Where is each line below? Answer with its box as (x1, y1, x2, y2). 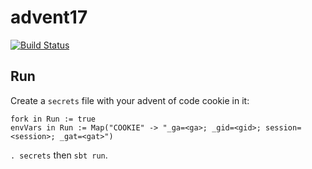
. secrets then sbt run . (10, 149, 108, 161)
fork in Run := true (10, 114, 97, 124)
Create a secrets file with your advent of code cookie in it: (10, 94, 250, 106)
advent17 (10, 6, 88, 29)
